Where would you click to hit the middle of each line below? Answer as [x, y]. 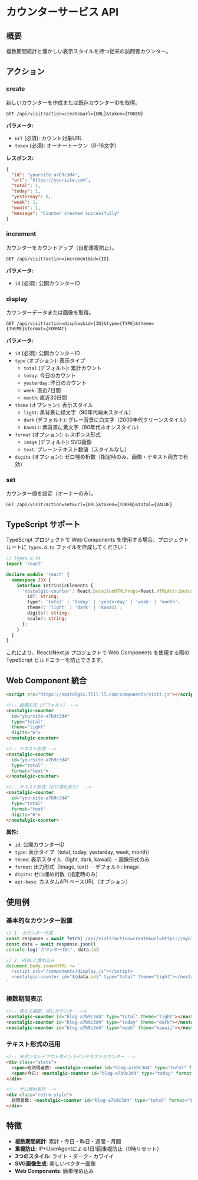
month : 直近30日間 [45, 398]
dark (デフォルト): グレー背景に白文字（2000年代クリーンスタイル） [106, 420]
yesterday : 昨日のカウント [55, 383]
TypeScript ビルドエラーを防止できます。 [56, 660]
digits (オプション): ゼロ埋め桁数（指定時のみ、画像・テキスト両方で [99, 457]
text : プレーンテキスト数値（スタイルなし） [77, 449]
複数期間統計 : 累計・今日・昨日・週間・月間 [68, 1141]
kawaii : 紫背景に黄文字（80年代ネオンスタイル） [82, 427]
